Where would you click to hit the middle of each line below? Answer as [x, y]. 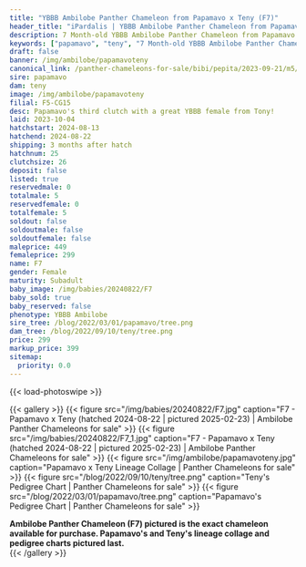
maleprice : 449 [38, 247]
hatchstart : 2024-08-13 [55, 129]
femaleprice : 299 [42, 255]
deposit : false [38, 170]
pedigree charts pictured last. [67, 542]
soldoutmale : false [46, 230]
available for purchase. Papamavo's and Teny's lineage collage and [140, 533]
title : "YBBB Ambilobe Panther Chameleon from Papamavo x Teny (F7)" [144, 18]
